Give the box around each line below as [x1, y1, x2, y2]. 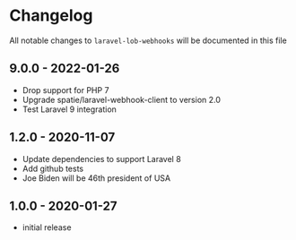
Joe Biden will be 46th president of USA [22, 172, 171, 184]
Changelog [9, 5, 93, 26]
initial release [22, 222, 72, 233]
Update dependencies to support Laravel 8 [22, 153, 181, 164]
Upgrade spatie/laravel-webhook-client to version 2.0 [22, 94, 222, 105]
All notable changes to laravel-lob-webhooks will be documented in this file [9, 35, 287, 46]
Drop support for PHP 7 [22, 84, 109, 95]
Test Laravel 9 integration [22, 104, 117, 115]
